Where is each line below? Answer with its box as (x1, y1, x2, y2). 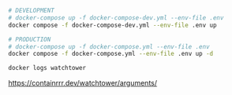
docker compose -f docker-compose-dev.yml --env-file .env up (8, 21, 217, 29)
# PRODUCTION (8, 35, 51, 43)
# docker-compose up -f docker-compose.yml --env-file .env (8, 42, 211, 50)
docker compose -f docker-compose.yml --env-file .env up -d (8, 50, 214, 58)
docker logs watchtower (8, 64, 87, 72)
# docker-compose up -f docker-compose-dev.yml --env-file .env (8, 13, 224, 22)
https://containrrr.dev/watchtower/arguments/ (8, 79, 158, 88)
